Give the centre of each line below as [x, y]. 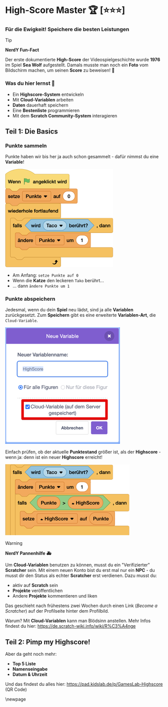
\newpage [16, 699]
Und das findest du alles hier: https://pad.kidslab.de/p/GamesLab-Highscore [84, 684]
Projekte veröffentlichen [37, 591]
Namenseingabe [30, 669]
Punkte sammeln [26, 146]
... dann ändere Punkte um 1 [41, 286]
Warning [14, 543]
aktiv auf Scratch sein [35, 585]
